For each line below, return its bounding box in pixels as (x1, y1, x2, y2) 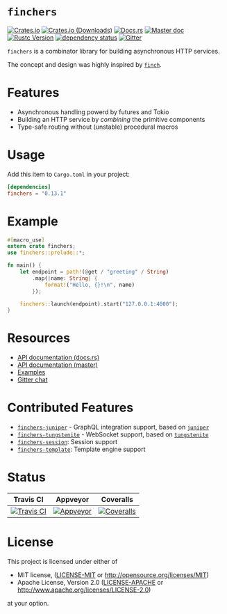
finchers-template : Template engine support (17, 445, 146, 454)
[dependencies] (7, 183, 51, 190)
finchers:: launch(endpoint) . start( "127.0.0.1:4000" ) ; (19, 300, 178, 308)
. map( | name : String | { (32, 274, 98, 282)
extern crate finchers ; (7, 243, 76, 250)
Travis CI (13, 495, 44, 505)
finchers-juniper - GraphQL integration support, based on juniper (17, 423, 210, 432)
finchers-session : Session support (17, 438, 118, 446)
